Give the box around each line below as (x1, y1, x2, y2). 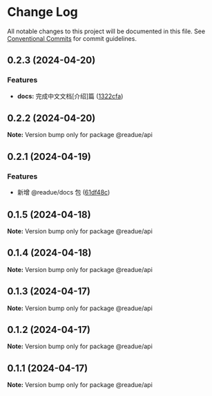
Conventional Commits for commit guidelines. (7, 34, 137, 42)
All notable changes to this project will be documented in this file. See (7, 27, 206, 35)
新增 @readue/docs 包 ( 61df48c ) (17, 188, 110, 197)
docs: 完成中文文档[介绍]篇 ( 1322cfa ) (17, 91, 124, 100)
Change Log (7, 4, 78, 20)
